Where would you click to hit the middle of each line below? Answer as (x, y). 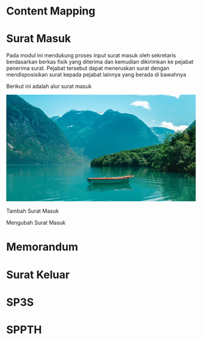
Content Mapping (51, 11)
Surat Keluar (38, 275)
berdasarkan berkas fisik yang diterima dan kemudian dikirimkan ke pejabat (100, 62)
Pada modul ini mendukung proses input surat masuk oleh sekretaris (91, 55)
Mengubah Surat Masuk (36, 223)
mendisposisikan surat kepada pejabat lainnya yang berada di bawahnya (96, 75)
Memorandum (42, 247)
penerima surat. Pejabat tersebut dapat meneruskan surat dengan (88, 68)
